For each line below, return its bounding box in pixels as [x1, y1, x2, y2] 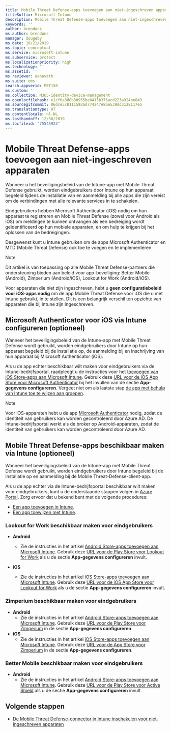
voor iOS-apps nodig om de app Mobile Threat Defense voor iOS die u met [5, 290, 163, 296]
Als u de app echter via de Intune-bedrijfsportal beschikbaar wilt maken [5, 483, 156, 489]
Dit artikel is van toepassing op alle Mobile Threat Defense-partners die [5, 264, 155, 270]
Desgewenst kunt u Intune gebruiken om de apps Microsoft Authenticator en [5, 239, 166, 245]
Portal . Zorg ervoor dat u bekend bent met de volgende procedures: [5, 494, 148, 500]
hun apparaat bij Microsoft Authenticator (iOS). [5, 353, 103, 359]
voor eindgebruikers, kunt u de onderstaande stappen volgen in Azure [5, 489, 153, 495]
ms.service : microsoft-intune [5, 50, 70, 55]
